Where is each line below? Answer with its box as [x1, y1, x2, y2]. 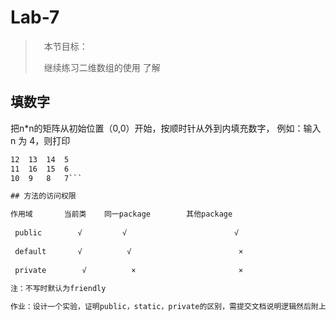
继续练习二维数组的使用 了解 [43, 61, 161, 73]
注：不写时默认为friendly [10, 284, 107, 294]
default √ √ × [14, 246, 244, 256]
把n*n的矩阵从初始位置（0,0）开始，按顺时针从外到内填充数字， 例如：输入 [10, 122, 322, 134]
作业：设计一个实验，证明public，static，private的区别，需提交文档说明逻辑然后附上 [10, 302, 327, 312]
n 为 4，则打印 [10, 134, 71, 146]
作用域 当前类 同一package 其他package [10, 209, 233, 220]
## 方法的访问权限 [10, 191, 77, 201]
